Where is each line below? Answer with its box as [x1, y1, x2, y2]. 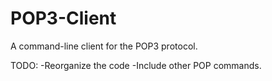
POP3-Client [10, 7, 117, 30]
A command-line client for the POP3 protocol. [10, 40, 198, 52]
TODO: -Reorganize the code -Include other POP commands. [10, 59, 262, 71]
